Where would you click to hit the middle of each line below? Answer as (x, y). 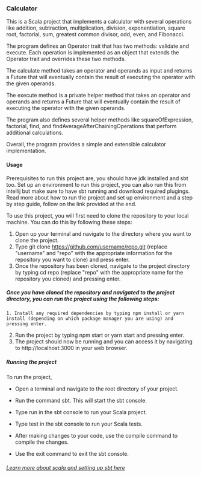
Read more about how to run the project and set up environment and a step (100, 197)
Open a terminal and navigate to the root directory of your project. (97, 389)
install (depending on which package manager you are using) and (90, 319)
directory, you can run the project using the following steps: (83, 299)
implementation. (26, 151)
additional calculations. (35, 133)
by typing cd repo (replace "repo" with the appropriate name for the (99, 272)
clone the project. (37, 240)
